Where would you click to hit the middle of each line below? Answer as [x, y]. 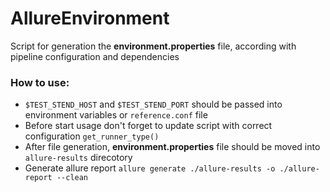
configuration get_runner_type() [92, 136]
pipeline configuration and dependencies [95, 56]
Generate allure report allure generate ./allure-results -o [150, 168]
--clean [72, 178]
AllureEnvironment [90, 18]
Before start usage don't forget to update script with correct [148, 126]
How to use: [40, 82]
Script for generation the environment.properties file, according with [153, 46]
